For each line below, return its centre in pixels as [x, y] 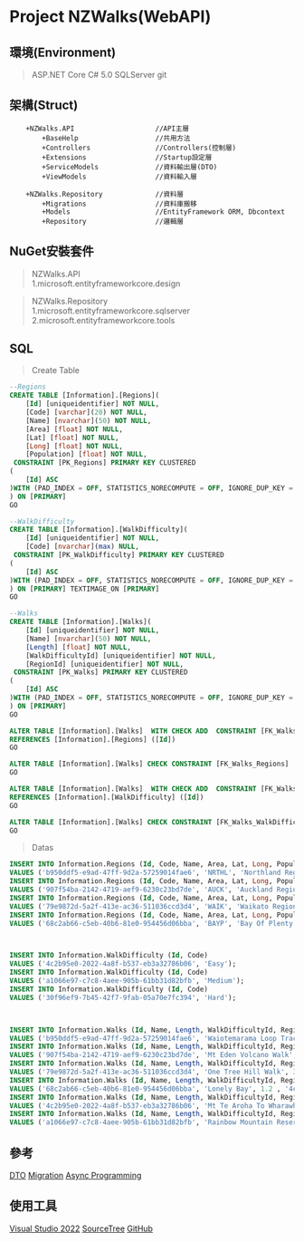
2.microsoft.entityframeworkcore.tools [103, 320]
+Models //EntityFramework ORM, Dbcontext [163, 212]
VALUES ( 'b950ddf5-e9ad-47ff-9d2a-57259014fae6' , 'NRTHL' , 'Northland [145, 873]
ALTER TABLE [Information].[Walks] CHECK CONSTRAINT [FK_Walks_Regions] [149, 764]
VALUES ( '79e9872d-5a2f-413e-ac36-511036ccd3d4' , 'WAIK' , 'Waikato [139, 906]
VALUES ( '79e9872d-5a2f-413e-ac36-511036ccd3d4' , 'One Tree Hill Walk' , [149, 1072]
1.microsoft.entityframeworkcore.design [106, 284]
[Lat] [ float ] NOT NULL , [72, 438]
